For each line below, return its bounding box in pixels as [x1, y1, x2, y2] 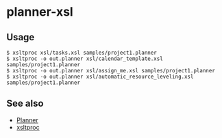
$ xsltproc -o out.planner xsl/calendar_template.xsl [6, 55, 164, 62]
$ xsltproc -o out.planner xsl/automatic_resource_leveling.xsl [6, 73, 194, 80]
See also [6, 98, 44, 109]
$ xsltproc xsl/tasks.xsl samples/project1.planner [6, 49, 157, 56]
